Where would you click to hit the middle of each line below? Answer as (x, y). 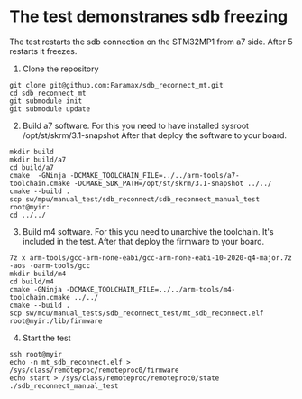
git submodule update (50, 109)
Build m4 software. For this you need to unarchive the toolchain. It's (148, 231)
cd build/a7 (32, 167)
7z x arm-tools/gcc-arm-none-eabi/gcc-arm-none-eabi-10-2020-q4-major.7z (151, 258)
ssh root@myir (36, 354)
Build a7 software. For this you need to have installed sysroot (136, 125)
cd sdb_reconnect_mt (48, 93)
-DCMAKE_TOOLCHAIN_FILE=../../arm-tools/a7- (155, 175)
